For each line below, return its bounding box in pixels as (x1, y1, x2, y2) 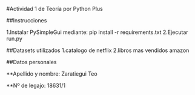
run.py (6, 35, 23, 42)
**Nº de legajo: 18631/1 (6, 82, 65, 89)
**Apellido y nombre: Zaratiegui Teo (6, 70, 98, 77)
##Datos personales (6, 59, 57, 65)
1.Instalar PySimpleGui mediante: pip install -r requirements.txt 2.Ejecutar (6, 28, 189, 36)
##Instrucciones (6, 17, 47, 24)
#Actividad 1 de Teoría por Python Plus (6, 5, 103, 12)
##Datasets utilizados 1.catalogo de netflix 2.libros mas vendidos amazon (6, 47, 190, 54)
